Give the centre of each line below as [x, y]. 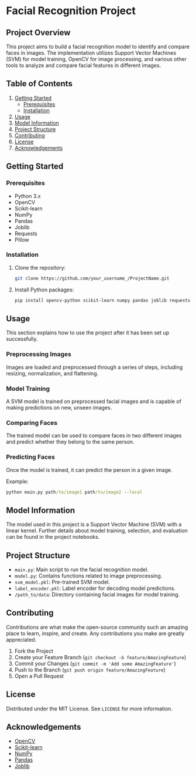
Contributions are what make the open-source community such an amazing [97, 627]
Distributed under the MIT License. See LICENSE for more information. [89, 709]
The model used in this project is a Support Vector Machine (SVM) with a [94, 525]
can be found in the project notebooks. [53, 537]
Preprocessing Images [39, 354]
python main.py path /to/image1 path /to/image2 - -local [74, 492]
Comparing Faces [32, 422]
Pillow [22, 240]
